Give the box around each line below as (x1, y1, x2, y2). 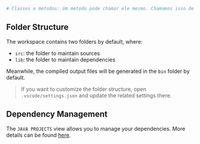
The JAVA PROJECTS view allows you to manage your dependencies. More (6, 125, 186, 132)
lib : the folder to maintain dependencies (14, 56, 116, 63)
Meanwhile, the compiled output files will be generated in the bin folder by (6, 68, 190, 75)
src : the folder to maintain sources (14, 50, 101, 57)
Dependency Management (6, 109, 108, 120)
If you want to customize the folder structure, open (20, 85, 147, 93)
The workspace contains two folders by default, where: (6, 38, 143, 45)
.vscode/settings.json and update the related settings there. (20, 91, 172, 99)
